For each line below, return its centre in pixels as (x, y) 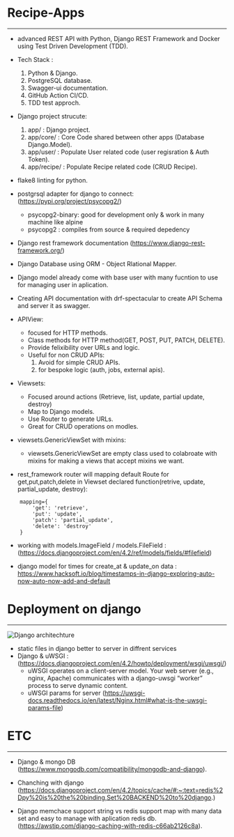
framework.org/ (40, 250)
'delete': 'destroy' (62, 526)
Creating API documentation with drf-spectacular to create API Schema (120, 298)
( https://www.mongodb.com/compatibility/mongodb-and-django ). (112, 769)
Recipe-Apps (46, 13)
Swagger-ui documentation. (68, 88)
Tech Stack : (35, 59)
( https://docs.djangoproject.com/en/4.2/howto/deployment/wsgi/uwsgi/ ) (122, 663)
